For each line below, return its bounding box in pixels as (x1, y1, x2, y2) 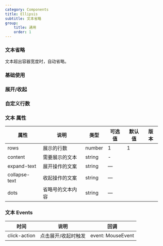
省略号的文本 (43, 186, 72, 193)
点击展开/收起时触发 (40, 232, 86, 239)
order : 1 (14, 30, 32, 34)
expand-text (7, 163, 36, 170)
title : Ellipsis (5, 12, 38, 16)
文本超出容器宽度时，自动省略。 (5, 59, 69, 65)
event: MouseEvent (90, 232, 134, 239)
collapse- (7, 171, 30, 178)
